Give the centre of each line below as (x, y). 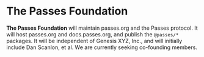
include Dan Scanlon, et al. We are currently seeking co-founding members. (102, 47)
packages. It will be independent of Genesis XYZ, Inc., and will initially (94, 41)
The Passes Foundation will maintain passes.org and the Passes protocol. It (102, 28)
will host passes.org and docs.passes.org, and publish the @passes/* (93, 34)
